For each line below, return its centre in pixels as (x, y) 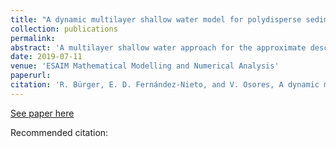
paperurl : (31, 76)
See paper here (42, 113)
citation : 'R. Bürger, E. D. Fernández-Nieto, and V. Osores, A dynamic (165, 85)
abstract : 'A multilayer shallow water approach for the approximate (158, 47)
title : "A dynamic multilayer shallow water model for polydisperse (156, 19)
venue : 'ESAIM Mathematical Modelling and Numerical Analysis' (145, 66)
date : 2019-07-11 (46, 57)
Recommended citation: (59, 132)
